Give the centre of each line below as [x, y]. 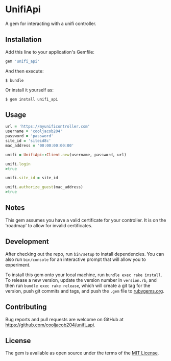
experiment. [18, 264]
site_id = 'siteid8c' [28, 141]
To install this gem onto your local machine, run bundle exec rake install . [84, 275]
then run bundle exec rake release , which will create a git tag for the [78, 285]
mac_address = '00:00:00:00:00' [40, 146]
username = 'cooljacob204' [34, 131]
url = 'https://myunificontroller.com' [48, 127]
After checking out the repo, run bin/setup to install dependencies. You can [85, 254]
